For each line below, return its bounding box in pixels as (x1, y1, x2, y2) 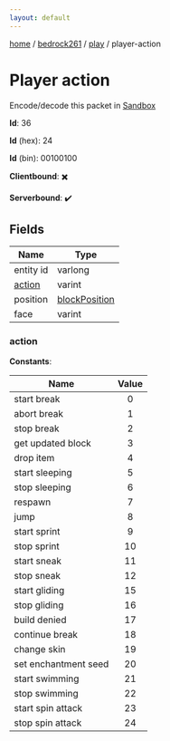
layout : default (9, 13, 71, 23)
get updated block (14, 437, 92, 449)
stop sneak (14, 569, 61, 582)
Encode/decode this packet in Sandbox (9, 100, 156, 111)
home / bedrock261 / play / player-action (9, 38, 161, 49)
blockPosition (57, 294, 115, 306)
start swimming (14, 672, 80, 685)
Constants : (9, 355, 52, 367)
